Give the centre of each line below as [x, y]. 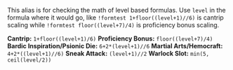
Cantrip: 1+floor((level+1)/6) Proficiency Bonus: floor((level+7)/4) [110, 38]
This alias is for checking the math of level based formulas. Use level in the [116, 10]
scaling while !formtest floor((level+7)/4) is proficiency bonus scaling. [113, 25]
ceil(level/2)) [29, 60]
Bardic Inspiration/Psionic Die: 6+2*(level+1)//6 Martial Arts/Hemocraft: [115, 46]
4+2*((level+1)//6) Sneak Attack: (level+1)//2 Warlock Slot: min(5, [108, 53]
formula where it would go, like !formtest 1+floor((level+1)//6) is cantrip [116, 17]
